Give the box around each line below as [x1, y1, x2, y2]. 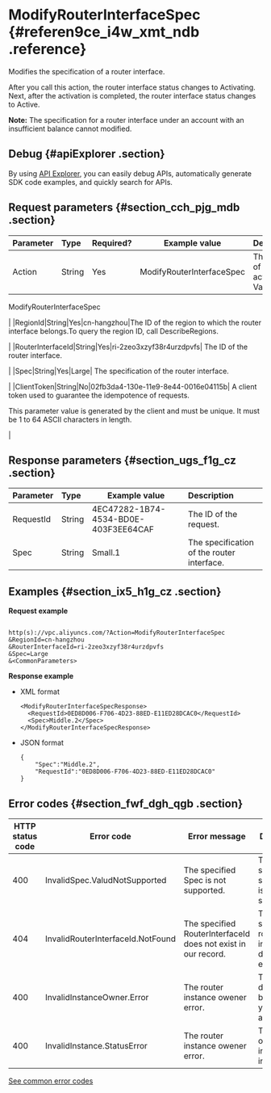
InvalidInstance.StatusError [44, 1040, 148, 1051]
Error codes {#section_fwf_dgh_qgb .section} [8, 797, 244, 810]
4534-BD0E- [91, 514, 145, 525]
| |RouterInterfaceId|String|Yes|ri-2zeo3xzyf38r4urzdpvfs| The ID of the [8, 342, 248, 351]
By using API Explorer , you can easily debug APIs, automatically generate [8, 168, 252, 179]
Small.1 [91, 547, 121, 558]
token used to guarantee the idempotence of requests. [8, 390, 190, 400]
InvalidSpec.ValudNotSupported [44, 875, 167, 885]
